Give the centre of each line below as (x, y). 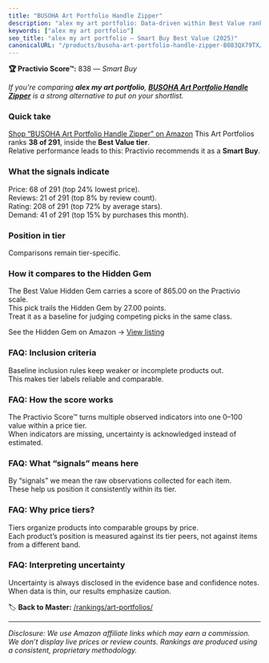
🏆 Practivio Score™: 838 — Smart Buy (73, 69)
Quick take (30, 117)
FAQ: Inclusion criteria (52, 353)
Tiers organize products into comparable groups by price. (103, 527)
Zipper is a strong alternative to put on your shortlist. (96, 96)
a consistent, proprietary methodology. (73, 650)
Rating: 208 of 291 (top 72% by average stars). (85, 206)
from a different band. (44, 544)
